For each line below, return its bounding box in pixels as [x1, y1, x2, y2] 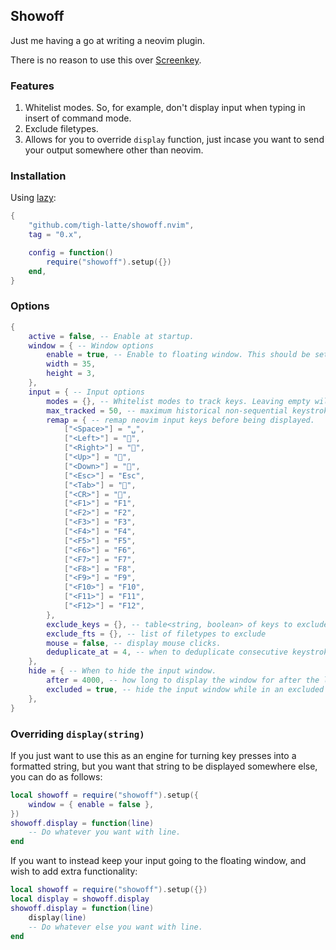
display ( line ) [28, 912, 87, 923]
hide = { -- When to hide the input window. [28, 666, 217, 676]
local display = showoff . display [10, 894, 150, 904]
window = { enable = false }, [28, 799, 155, 809]
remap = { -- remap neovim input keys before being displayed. [46, 415, 315, 425]
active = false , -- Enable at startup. [28, 331, 195, 341]
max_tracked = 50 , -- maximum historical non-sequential [46, 405, 288, 416]
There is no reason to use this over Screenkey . [10, 54, 202, 66]
